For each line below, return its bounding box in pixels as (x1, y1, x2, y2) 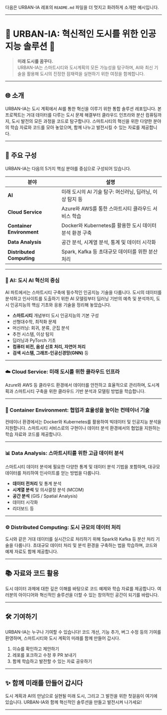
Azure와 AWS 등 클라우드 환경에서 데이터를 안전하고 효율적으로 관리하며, (5, 382, 147, 388)
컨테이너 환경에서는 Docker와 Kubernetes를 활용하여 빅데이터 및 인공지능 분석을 (5, 419, 162, 425)
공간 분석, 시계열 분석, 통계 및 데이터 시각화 (61, 238, 156, 245)
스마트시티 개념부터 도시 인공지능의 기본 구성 (12, 312, 99, 318)
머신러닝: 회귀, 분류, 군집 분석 (12, 325, 70, 331)
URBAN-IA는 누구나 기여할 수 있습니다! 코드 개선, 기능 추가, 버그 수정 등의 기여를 (5, 629, 162, 635)
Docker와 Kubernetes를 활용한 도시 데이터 (61, 222, 157, 229)
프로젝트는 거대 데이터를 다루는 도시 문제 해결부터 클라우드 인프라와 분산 (5, 112, 145, 118)
